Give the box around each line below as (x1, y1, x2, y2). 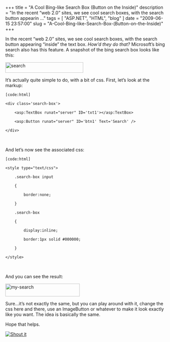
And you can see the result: (5, 274, 63, 279)
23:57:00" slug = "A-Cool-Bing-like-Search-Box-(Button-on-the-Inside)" (11, 20, 163, 27)
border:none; (23, 192, 52, 197)
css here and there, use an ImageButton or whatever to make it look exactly (5, 306, 164, 312)
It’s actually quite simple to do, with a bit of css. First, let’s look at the (5, 77, 150, 83)
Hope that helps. (5, 321, 40, 327)
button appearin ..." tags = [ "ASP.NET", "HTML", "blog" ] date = (5, 15, 139, 21)
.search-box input (14, 174, 54, 179)
